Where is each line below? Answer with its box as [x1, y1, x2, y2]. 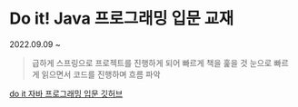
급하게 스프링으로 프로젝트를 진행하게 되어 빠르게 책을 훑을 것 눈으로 [31, 57, 273, 68]
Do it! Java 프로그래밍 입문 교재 [9, 8, 234, 29]
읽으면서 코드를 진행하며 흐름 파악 [41, 69, 161, 80]
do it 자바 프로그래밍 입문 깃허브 [9, 88, 124, 99]
